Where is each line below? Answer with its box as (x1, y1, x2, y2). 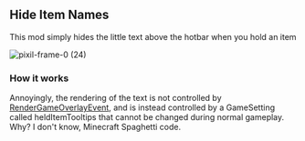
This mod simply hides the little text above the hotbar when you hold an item (9, 31, 297, 42)
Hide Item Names (9, 7, 110, 23)
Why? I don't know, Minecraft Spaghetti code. (9, 122, 182, 133)
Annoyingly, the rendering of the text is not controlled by (9, 93, 222, 104)
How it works (9, 72, 69, 85)
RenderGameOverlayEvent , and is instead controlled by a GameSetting (9, 102, 276, 113)
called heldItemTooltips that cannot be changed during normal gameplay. (9, 112, 285, 123)
